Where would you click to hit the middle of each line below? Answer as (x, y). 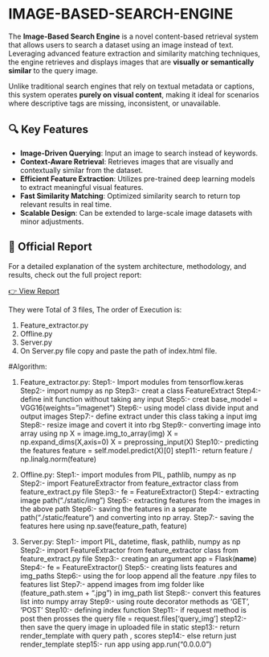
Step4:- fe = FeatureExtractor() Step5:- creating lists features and (128, 567)
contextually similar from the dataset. (81, 170)
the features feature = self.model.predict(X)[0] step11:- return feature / (136, 450)
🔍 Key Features (48, 130)
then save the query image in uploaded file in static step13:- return (130, 627)
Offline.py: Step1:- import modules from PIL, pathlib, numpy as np (128, 474)
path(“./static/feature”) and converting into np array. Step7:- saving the (137, 517)
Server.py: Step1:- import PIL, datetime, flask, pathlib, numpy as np (130, 541)
